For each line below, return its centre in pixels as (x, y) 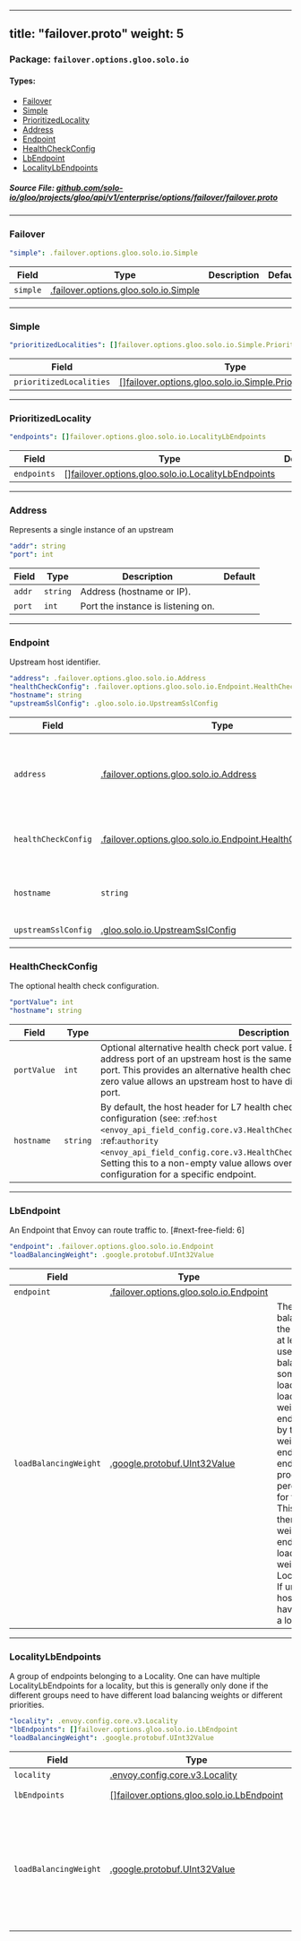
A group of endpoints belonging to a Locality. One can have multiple (135, 1677)
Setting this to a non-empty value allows (185, 1163)
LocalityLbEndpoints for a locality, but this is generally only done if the (139, 1685)
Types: (22, 81)
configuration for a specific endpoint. (178, 1174)
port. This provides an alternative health (184, 1070)
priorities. (27, 1705)
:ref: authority (129, 1140)
